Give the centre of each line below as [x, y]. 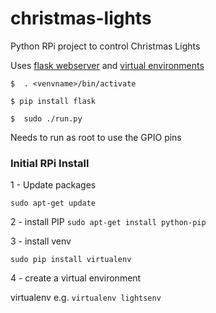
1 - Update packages [53, 185]
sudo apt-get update [53, 203]
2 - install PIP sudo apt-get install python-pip [108, 222]
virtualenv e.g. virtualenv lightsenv [86, 298]
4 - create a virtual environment [76, 278]
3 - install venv [41, 241]
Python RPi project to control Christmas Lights [105, 46]
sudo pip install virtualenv [71, 260]
